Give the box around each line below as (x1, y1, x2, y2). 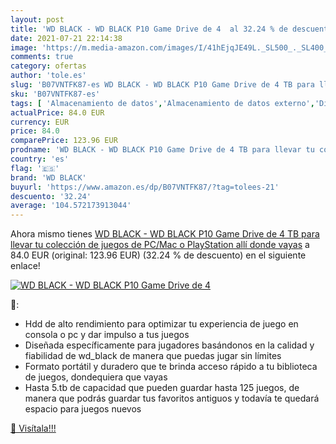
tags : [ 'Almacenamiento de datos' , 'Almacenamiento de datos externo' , (10, 98, 315, 108)
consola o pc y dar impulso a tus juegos (24, 329, 190, 341)
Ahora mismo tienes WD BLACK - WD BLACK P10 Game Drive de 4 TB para (10, 228, 320, 240)
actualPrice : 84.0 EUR (10, 107, 105, 118)
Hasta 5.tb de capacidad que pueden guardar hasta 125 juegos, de (24, 382, 300, 394)
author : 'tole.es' (10, 71, 87, 81)
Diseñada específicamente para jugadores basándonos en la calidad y (24, 339, 315, 351)
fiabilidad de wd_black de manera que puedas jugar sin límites (24, 350, 282, 362)
